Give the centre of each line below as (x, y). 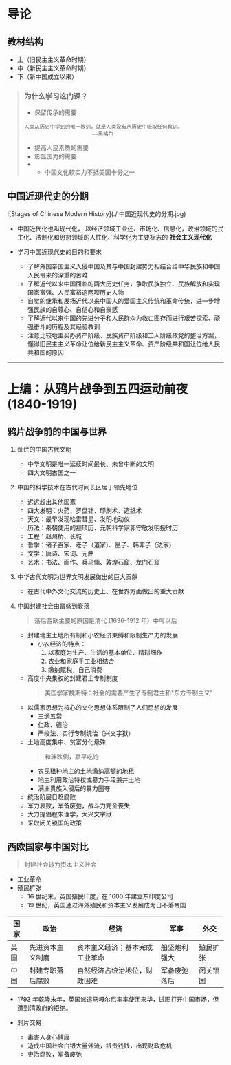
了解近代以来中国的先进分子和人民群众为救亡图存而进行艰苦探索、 (121, 318)
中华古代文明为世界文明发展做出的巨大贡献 (77, 577)
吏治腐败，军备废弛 (55, 1054)
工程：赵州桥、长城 (55, 536)
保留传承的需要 (55, 113)
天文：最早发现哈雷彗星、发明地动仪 (79, 519)
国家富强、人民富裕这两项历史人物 (76, 293)
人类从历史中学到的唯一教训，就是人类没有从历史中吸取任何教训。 (103, 127)
